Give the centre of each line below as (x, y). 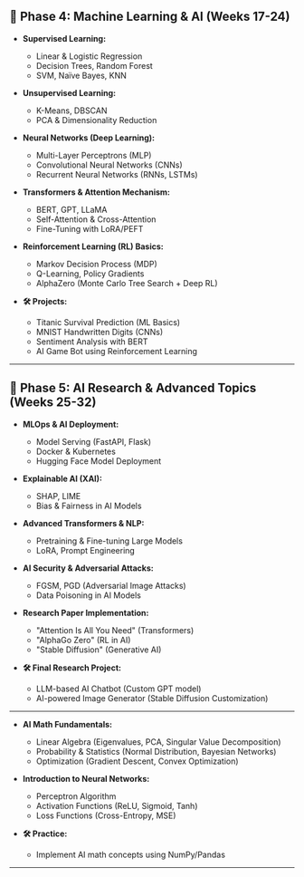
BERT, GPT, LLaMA (71, 209)
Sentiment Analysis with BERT (92, 342)
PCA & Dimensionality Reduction (96, 120)
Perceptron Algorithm (76, 796)
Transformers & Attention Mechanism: (96, 192)
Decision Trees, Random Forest (95, 65)
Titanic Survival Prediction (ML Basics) (108, 322)
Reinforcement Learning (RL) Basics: (93, 246)
